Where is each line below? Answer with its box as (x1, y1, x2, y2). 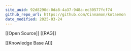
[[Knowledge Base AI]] (5, 40, 53, 46)
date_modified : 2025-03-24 (5, 16, 62, 21)
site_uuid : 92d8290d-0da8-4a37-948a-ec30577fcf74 (5, 7, 113, 12)
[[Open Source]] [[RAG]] (5, 30, 56, 36)
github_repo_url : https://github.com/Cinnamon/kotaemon (5, 12, 126, 17)
